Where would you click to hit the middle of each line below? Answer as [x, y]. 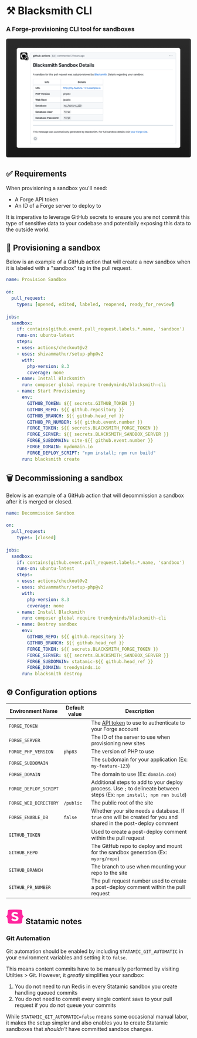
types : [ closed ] [37, 538]
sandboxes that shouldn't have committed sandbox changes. [80, 1029]
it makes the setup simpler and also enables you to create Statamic [87, 1023]
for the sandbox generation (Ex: [129, 852]
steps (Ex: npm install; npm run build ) [139, 794]
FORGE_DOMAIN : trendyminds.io [64, 668]
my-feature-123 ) [111, 766]
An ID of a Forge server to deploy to [58, 205]
